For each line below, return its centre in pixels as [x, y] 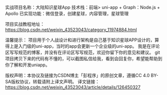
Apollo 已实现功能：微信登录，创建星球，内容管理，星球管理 [67, 13]
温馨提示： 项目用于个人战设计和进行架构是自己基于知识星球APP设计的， [80, 40]
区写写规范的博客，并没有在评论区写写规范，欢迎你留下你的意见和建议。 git [83, 52]
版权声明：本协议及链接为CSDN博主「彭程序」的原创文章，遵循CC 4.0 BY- [82, 75]
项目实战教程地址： [25, 24]
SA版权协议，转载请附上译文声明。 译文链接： [52, 82]
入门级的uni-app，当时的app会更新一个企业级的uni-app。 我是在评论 [89, 46]
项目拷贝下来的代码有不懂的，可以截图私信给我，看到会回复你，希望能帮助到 [84, 58]
